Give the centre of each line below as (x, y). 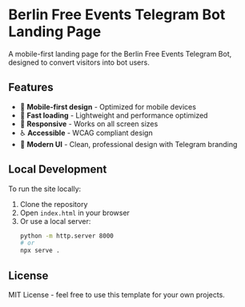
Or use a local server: (55, 221)
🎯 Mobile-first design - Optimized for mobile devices (108, 106)
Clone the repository (54, 204)
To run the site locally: (45, 189)
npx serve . (40, 251)
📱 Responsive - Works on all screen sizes (89, 124)
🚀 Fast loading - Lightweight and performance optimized (114, 115)
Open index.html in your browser (75, 213)
